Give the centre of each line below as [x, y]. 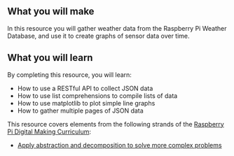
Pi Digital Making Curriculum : [49, 132]
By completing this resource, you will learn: [69, 75]
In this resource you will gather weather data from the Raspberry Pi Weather [117, 28]
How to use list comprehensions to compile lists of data [97, 95]
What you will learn [50, 58]
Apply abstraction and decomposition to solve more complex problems [119, 145]
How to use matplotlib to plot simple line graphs [86, 103]
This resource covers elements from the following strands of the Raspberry [116, 124]
